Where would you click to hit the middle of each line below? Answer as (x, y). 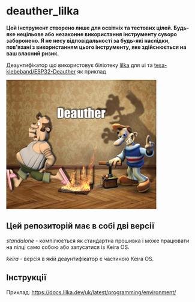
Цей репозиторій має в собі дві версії (80, 226)
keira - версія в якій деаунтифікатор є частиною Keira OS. (80, 259)
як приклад (91, 71)
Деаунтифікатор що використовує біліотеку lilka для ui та (79, 65)
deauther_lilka (43, 11)
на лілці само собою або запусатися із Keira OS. (68, 247)
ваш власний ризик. (33, 53)
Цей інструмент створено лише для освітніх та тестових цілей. (89, 28)
